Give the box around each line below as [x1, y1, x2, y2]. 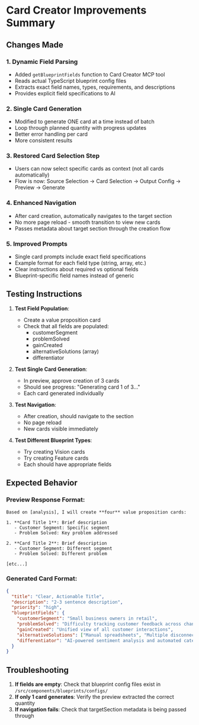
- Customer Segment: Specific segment [14, 525, 110, 531]
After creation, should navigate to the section [23, 412, 134, 419]
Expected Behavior [6, 478, 78, 488]
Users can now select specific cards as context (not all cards [14, 165, 164, 172]
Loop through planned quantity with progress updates [14, 124, 147, 131]
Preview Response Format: [6, 496, 85, 504]
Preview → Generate [14, 184, 65, 191]
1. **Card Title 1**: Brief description [6, 519, 108, 525]
